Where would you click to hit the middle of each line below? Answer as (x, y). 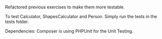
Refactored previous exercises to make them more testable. (65, 7)
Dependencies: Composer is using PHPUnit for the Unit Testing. (69, 31)
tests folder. (17, 22)
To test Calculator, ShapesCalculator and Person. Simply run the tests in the (81, 16)
